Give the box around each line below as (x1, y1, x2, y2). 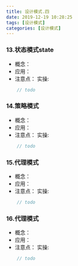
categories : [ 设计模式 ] (6, 25, 61, 31)
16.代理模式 (6, 214, 40, 222)
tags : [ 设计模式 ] (6, 20, 45, 25)
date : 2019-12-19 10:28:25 (6, 14, 73, 20)
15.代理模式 (6, 158, 39, 166)
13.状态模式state (6, 46, 54, 54)
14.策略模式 (6, 102, 40, 110)
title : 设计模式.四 (6, 8, 50, 15)
